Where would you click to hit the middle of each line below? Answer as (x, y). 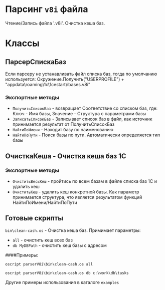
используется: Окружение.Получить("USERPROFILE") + (65, 79)
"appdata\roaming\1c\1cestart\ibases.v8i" (48, 84)
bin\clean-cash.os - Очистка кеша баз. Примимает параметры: (73, 230)
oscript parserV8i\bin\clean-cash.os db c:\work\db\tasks (67, 273)
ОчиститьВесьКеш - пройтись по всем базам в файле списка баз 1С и (85, 181)
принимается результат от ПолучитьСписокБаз (63, 124)
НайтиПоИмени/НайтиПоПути (45, 202)
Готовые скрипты (34, 218)
